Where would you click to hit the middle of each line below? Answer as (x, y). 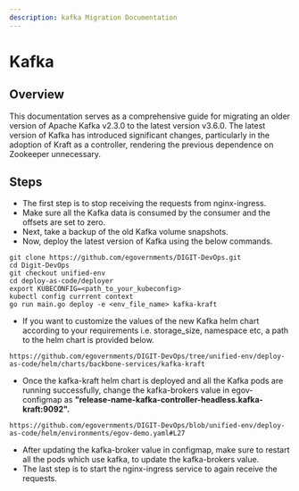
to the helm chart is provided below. (88, 340)
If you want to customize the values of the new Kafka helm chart (141, 321)
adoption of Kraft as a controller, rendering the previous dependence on (141, 145)
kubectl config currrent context (71, 297)
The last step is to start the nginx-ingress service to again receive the (150, 469)
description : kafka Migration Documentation (93, 17)
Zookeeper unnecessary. (55, 154)
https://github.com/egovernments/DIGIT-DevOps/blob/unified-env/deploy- (147, 426)
